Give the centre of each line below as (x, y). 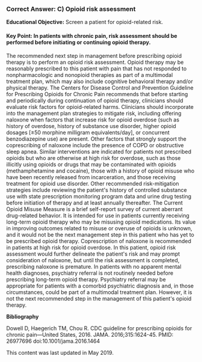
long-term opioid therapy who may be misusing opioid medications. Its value (101, 222)
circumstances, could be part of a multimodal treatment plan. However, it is (99, 292)
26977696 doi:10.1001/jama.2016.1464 (53, 341)
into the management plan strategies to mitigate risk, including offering (94, 113)
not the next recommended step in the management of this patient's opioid (99, 298)
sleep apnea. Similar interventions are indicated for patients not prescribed (99, 152)
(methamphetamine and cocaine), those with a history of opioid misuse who (100, 171)
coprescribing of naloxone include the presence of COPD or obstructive (95, 145)
